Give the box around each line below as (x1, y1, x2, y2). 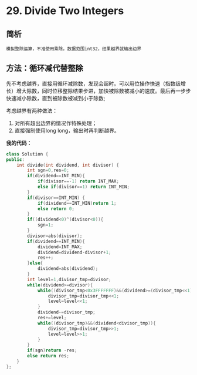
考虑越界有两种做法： (6, 107, 57, 114)
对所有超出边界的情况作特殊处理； (14, 119, 97, 127)
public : (6, 157, 25, 163)
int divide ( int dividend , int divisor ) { (16, 162, 119, 168)
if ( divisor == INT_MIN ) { (27, 195, 85, 201)
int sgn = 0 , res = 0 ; (27, 167, 69, 174)
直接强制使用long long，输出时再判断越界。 (14, 127, 120, 134)
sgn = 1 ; (37, 222, 54, 228)
